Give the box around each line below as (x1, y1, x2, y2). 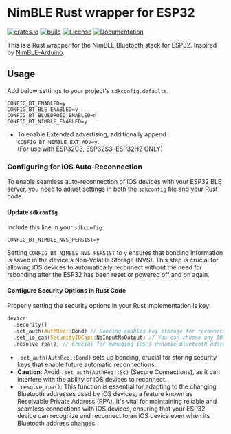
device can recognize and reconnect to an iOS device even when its (16, 411, 210, 420)
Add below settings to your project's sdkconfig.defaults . (7, 86, 169, 94)
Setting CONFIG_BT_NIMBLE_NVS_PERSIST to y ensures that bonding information (7, 249, 223, 257)
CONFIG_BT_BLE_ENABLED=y (7, 105, 78, 113)
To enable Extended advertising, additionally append (16, 130, 166, 138)
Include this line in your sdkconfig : (7, 223, 104, 231)
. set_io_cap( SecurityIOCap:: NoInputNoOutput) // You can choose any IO (13, 334, 223, 342)
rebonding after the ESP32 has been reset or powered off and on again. (7, 271, 210, 279)
